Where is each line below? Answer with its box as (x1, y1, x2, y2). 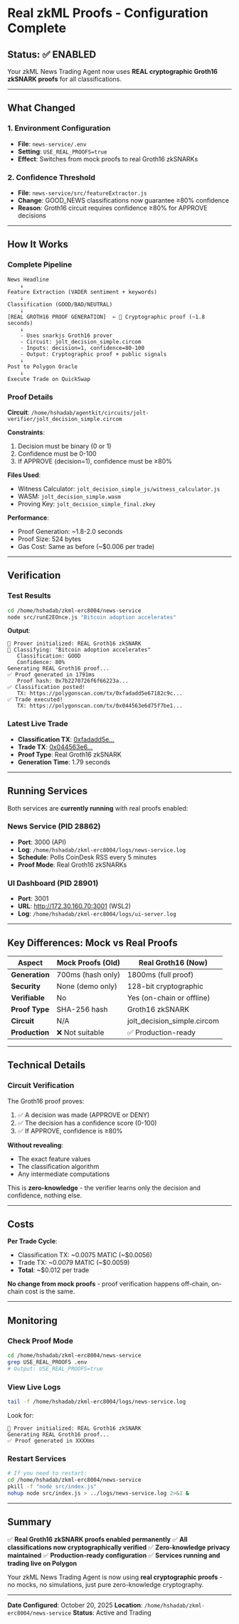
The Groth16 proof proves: (7, 1096, 85, 1105)
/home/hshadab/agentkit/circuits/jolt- (31, 409, 149, 417)
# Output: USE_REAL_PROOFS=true (7, 1365, 103, 1372)
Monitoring (7, 1314, 58, 1327)
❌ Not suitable (56, 1027, 105, 1037)
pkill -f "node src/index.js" (7, 1483, 97, 1490)
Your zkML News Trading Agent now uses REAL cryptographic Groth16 (7, 68, 218, 75)
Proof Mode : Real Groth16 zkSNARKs (17, 860, 127, 869)
